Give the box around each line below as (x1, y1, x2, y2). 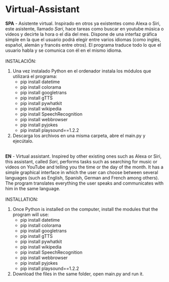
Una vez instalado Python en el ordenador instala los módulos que (12, 67, 151, 74)
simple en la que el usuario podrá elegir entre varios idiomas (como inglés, (5, 37, 161, 43)
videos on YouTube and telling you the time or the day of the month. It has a (5, 164, 164, 170)
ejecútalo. (12, 138, 34, 144)
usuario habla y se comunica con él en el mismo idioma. (5, 47, 123, 53)
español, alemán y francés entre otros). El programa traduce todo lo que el (5, 42, 161, 48)
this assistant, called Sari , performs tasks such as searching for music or (5, 158, 157, 164)
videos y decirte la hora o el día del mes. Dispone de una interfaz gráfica (5, 31, 157, 37)
